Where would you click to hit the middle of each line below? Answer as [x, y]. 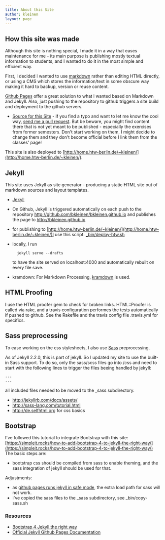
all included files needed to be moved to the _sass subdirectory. [70, 390]
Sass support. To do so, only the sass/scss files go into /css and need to [83, 362]
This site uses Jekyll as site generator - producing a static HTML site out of [81, 185]
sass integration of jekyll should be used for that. [62, 468]
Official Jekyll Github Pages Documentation [56, 532]
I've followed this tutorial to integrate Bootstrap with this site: [66, 438]
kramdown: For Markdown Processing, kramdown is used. [71, 277]
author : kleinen [22, 14]
